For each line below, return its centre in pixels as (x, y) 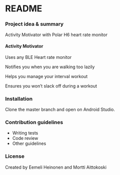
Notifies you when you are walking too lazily (50, 67)
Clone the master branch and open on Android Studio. (60, 109)
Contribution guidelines (34, 122)
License (15, 156)
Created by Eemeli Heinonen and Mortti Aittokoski (56, 167)
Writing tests (25, 133)
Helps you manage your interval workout (46, 76)
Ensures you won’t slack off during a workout (51, 86)
